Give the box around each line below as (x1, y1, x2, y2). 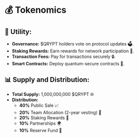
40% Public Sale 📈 (19, 102, 59, 108)
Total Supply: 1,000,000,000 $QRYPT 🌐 (11, 91, 94, 97)
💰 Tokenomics (4, 4, 67, 16)
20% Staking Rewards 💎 (19, 115, 69, 121)
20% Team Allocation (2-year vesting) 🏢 (19, 109, 102, 115)
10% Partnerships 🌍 (19, 120, 61, 126)
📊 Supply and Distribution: (4, 76, 90, 84)
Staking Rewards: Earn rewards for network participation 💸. (11, 48, 135, 54)
